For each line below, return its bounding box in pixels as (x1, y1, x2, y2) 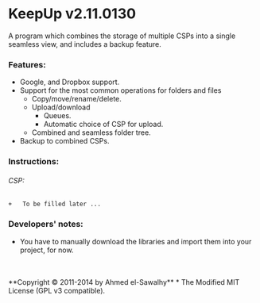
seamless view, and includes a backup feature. (8, 39, 161, 48)
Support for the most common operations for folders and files (19, 86, 222, 95)
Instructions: (8, 156, 60, 167)
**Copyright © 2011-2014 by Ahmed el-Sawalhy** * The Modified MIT (8, 277, 240, 286)
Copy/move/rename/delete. (31, 94, 122, 104)
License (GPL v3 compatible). (8, 286, 106, 295)
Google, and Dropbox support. (19, 77, 120, 87)
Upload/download (31, 102, 91, 112)
